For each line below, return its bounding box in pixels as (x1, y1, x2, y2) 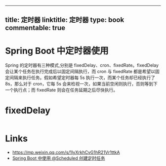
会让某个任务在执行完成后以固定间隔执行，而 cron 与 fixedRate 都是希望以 (5, 69, 156, 75)
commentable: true (5, 24, 66, 32)
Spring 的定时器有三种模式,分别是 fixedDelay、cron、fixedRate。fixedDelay (5, 62, 159, 68)
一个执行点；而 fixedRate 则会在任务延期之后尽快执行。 (5, 87, 118, 93)
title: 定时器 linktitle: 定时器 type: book (5, 16, 124, 24)
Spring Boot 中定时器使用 (5, 45, 109, 56)
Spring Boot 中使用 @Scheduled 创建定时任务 (12, 155, 105, 161)
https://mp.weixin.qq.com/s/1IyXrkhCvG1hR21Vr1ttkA (12, 149, 120, 156)
